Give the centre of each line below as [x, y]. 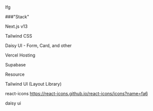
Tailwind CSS [19, 36]
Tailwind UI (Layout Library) [34, 84]
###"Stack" [17, 17]
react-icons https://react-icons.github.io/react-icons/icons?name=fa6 [76, 93]
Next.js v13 [16, 26]
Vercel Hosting [20, 55]
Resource [15, 74]
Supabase [15, 65]
